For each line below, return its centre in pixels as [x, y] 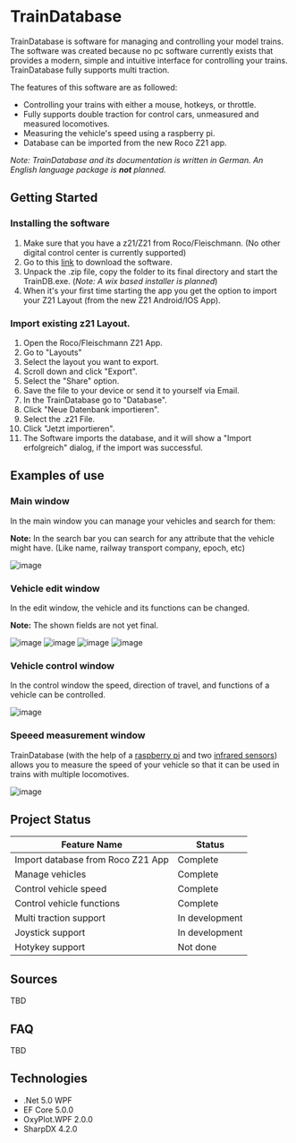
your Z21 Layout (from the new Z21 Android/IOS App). [122, 300]
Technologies [49, 1079]
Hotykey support [50, 948]
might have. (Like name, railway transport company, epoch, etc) [127, 548]
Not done [197, 948]
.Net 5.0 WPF [47, 1100]
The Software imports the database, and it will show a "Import [137, 437]
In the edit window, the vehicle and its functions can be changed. [130, 608]
